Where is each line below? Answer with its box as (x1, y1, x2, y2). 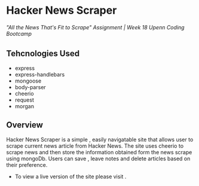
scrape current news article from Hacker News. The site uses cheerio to (6, 142, 184, 150)
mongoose (14, 77, 42, 84)
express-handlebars (14, 71, 65, 78)
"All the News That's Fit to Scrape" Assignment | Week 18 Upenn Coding (6, 23, 185, 31)
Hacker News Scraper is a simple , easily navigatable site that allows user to (6, 136, 194, 143)
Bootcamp (6, 30, 32, 37)
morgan (14, 102, 35, 109)
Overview (6, 120, 44, 130)
